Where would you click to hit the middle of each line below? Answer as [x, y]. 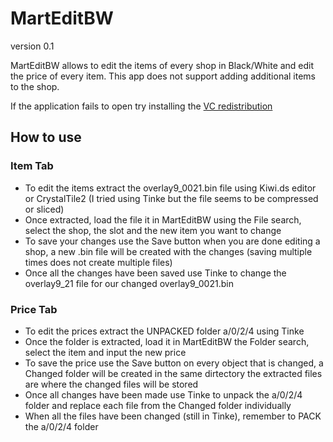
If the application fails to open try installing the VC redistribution [141, 106]
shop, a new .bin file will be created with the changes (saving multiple [168, 251]
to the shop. [35, 86]
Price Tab [34, 309]
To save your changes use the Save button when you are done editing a [172, 241]
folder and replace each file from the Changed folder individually [158, 405]
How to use [46, 137]
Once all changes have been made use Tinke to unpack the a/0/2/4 [163, 394]
